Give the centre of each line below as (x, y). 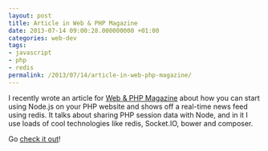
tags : (17, 46)
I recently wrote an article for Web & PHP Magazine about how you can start (134, 97)
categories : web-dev (43, 38)
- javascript (30, 53)
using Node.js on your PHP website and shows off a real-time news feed (128, 106)
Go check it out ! (35, 139)
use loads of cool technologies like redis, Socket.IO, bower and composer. (131, 123)
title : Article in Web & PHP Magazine (73, 23)
